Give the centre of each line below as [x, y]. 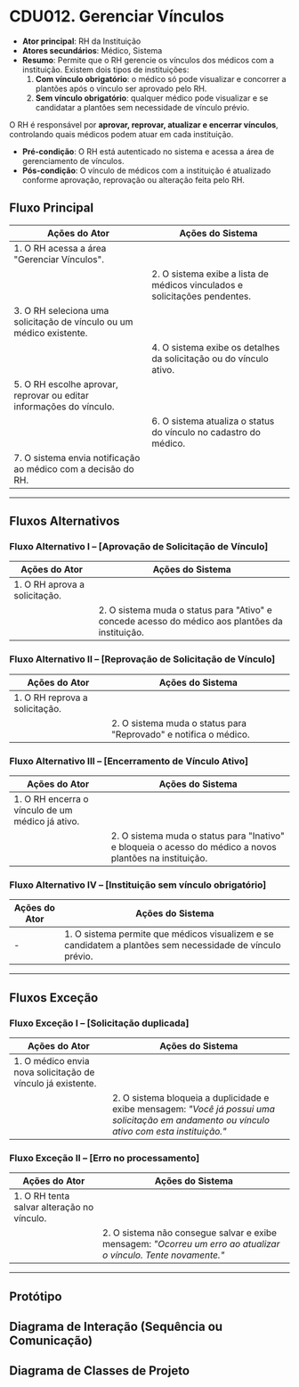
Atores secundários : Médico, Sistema [92, 50]
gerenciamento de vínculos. [73, 161]
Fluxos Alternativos [65, 521]
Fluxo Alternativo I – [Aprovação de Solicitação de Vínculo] [139, 547]
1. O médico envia [52, 1061]
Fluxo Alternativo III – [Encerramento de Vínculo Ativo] [129, 761]
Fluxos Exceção [54, 998]
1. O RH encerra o [51, 799]
